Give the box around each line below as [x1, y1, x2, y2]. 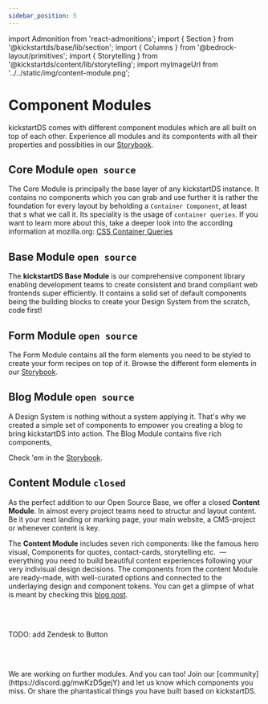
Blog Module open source [8, 390, 135, 404]
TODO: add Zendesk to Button [8, 629, 108, 639]
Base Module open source [8, 250, 137, 263]
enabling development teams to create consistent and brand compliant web [8, 280, 258, 290]
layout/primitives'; [8, 51, 68, 60]
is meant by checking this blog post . [8, 589, 128, 599]
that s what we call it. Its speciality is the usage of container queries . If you [8, 210, 258, 219]
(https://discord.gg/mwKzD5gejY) [8, 678, 120, 687]
